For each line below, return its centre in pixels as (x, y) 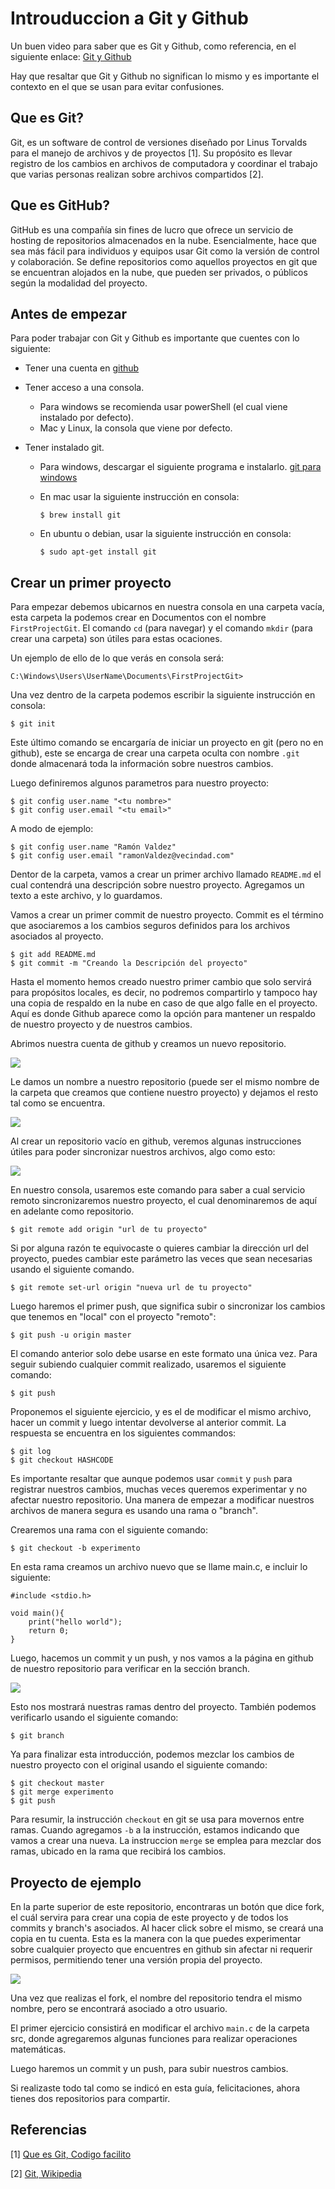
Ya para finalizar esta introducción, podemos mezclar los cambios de (152, 1754)
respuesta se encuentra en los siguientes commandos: (123, 1433)
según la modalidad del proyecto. (79, 283)
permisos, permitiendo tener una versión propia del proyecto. (136, 1960)
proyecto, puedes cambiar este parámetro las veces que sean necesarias (161, 1259)
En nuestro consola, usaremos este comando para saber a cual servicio (158, 1190)
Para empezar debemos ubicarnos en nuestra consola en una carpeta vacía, (167, 607)
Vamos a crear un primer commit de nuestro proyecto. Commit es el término (167, 915)
